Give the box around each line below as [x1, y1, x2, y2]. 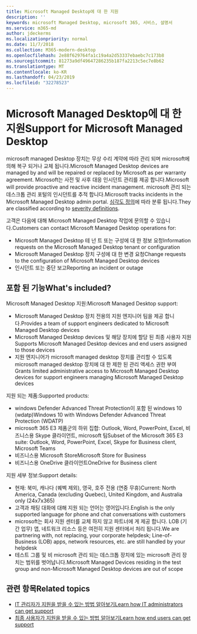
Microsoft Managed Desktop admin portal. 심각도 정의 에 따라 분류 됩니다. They [6, 198, 191, 205]
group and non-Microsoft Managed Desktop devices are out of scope [14, 565, 183, 572]
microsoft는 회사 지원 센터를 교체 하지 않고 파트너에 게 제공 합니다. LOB [14, 517, 179, 525]
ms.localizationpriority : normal [6, 36, 88, 42]
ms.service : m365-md [6, 25, 57, 31]
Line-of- [152, 531, 172, 538]
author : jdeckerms [6, 31, 51, 37]
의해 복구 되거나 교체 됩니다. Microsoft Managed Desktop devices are [6, 162, 169, 169]
